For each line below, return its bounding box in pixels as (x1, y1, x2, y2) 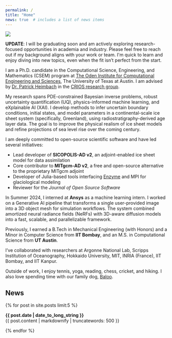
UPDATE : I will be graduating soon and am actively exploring (5, 41, 133, 47)
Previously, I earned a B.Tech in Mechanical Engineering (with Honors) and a (5, 226, 167, 233)
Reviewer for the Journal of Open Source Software (12, 185, 121, 191)
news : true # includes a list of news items (5, 17, 104, 22)
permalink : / (5, 7, 33, 13)
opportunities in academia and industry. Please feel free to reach (24, 46, 161, 52)
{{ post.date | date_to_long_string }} (5, 312, 84, 318)
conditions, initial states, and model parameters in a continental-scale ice (5, 110, 160, 116)
